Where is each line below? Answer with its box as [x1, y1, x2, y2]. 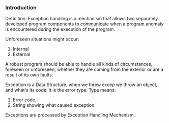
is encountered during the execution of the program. [5, 26, 116, 32]
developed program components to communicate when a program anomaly [5, 21, 164, 27]
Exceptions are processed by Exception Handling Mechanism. [5, 112, 135, 118]
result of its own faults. [5, 72, 53, 78]
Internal [12, 46, 29, 52]
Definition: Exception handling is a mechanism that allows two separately [5, 16, 158, 22]
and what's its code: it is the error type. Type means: [5, 87, 116, 93]
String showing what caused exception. [12, 102, 96, 108]
